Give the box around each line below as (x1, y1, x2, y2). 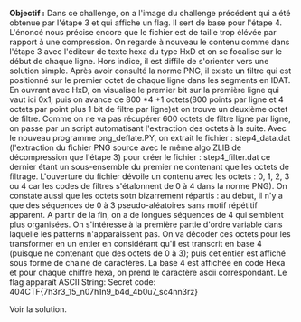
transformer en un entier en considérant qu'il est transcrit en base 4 (9, 239, 262, 249)
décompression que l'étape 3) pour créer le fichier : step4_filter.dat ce (9, 152, 271, 162)
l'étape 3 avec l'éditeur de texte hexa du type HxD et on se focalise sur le (9, 46, 283, 57)
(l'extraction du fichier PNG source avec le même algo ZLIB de (9, 142, 242, 153)
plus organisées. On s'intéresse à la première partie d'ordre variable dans (9, 219, 283, 230)
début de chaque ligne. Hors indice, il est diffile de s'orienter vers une (9, 56, 269, 66)
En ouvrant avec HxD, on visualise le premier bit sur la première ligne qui (9, 85, 280, 95)
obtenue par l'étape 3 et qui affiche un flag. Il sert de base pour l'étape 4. (9, 17, 283, 28)
